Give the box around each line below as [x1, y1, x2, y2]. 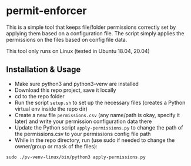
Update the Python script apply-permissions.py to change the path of [14, 124, 183, 131]
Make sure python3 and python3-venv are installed [14, 80, 139, 87]
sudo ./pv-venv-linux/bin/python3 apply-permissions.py [6, 154, 146, 160]
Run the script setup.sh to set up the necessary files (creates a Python [14, 99, 186, 106]
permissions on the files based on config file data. [6, 36, 128, 43]
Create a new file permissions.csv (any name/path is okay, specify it [14, 111, 180, 118]
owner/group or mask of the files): [14, 142, 98, 150]
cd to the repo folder [14, 92, 65, 99]
